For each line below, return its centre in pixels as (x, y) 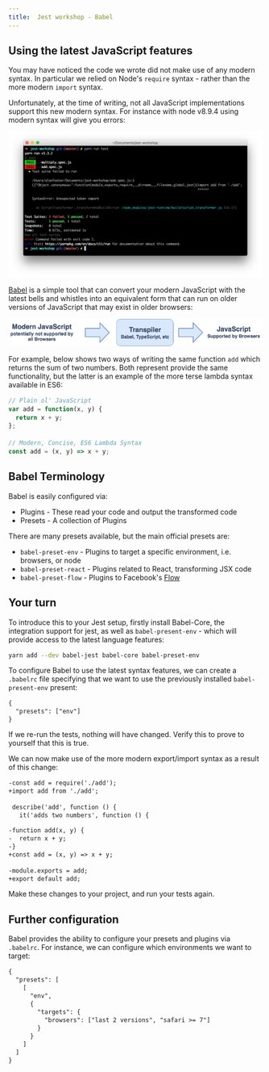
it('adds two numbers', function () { (84, 815)
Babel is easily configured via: (58, 496)
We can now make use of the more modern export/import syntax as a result (134, 759)
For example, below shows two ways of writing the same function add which (134, 358)
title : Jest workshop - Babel (61, 17)
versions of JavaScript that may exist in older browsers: (101, 307)
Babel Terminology (57, 477)
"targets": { (59, 1012)
